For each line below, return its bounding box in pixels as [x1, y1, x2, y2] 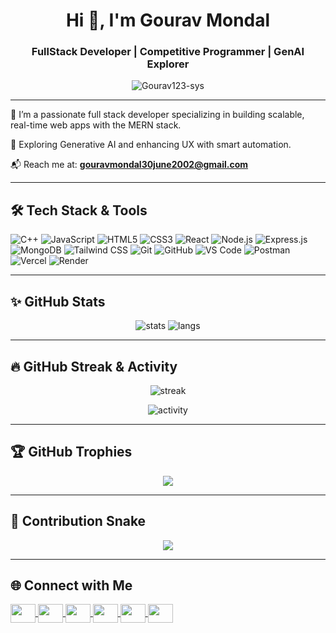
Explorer [146, 57, 190, 71]
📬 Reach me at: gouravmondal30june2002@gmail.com [10, 159, 249, 171]
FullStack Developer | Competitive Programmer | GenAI [31, 45, 305, 59]
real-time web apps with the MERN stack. [10, 119, 182, 131]
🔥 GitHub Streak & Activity [10, 358, 178, 375]
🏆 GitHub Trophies [10, 444, 133, 461]
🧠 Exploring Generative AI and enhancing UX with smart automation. [10, 139, 292, 151]
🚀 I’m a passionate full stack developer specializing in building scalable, [10, 109, 305, 121]
